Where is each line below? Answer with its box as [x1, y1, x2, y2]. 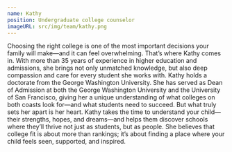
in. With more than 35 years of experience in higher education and [7, 57, 197, 65]
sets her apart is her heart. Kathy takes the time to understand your [7, 108, 200, 116]
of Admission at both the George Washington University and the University [7, 86, 221, 94]
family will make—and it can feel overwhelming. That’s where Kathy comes [7, 49, 221, 57]
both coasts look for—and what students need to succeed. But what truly [7, 101, 217, 109]
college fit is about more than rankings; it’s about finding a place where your [7, 130, 225, 138]
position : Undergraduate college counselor [7, 17, 135, 23]
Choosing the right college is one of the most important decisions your [7, 42, 210, 50]
